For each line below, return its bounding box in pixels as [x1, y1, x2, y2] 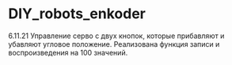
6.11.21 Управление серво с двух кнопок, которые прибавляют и [8, 31, 225, 40]
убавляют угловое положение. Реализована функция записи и [8, 39, 220, 48]
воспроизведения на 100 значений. [8, 48, 128, 57]
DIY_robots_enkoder [8, 5, 146, 23]
